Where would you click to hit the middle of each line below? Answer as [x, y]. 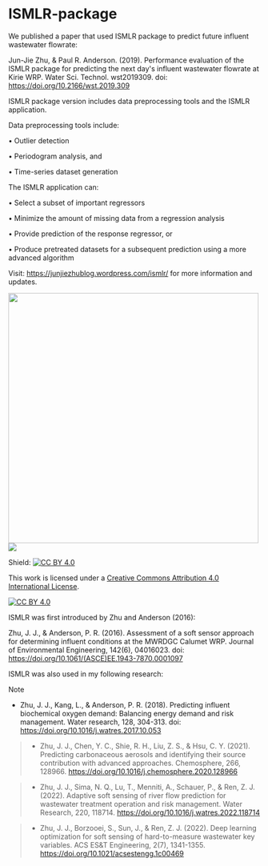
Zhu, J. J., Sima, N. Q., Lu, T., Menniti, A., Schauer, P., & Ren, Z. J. [147, 787]
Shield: [20, 562]
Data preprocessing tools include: [64, 125]
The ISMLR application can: [54, 187]
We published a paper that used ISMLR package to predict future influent [129, 36]
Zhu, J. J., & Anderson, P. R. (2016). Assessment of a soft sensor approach [131, 632]
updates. [23, 282]
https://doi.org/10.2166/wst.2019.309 [69, 86]
